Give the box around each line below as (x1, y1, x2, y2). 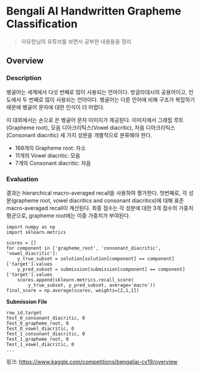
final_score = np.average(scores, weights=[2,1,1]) (6, 287, 139, 294)
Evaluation (6, 175, 38, 183)
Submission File (6, 298, 47, 305)
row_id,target (6, 309, 42, 315)
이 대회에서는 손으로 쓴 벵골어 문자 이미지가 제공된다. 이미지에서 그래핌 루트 (6, 116, 184, 123)
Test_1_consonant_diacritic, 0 (6, 331, 85, 337)
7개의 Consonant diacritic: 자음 (15, 159, 91, 167)
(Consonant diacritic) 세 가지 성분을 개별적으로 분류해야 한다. (6, 131, 153, 138)
